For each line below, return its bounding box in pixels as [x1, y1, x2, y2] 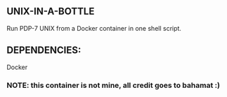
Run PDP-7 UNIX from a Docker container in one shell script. [6, 24, 182, 32]
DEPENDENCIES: [6, 45, 82, 57]
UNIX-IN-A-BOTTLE [6, 6, 95, 17]
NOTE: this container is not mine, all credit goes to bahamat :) [6, 80, 221, 90]
